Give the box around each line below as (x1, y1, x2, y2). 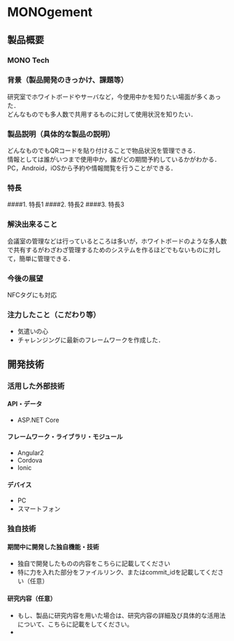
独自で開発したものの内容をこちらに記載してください (17, 559, 170, 568)
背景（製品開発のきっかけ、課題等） (7, 75, 129, 85)
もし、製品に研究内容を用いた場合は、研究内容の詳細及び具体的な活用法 (17, 611, 226, 619)
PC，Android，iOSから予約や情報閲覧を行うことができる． (7, 164, 177, 172)
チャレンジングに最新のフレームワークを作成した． (17, 336, 165, 344)
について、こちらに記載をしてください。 (17, 620, 133, 628)
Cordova (17, 456, 43, 464)
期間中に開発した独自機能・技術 (7, 542, 99, 551)
